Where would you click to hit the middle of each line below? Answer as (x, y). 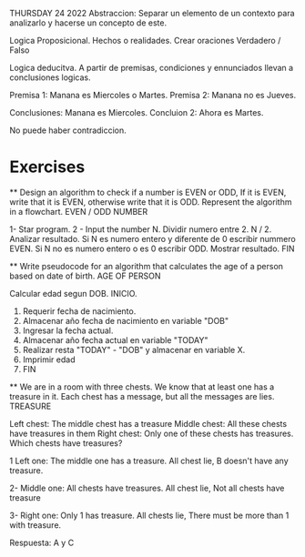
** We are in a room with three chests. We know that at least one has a (142, 387)
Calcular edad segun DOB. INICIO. (74, 293)
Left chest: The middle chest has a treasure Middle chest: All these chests (148, 423)
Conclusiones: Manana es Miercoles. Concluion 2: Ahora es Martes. (137, 112)
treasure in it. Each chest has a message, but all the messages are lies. (142, 396)
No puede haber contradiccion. (68, 130)
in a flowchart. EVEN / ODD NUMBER (79, 211)
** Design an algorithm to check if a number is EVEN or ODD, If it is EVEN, (148, 192)
